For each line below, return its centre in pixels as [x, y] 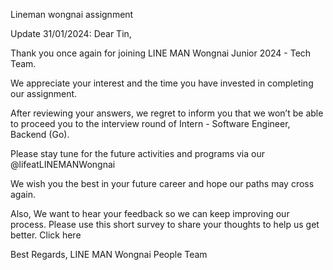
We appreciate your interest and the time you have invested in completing [162, 83]
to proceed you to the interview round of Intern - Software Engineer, [150, 123]
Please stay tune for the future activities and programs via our [138, 153]
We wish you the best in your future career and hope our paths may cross [162, 183]
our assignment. [44, 93]
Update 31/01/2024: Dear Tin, [71, 33]
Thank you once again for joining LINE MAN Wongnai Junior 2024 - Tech [161, 53]
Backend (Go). [40, 134]
